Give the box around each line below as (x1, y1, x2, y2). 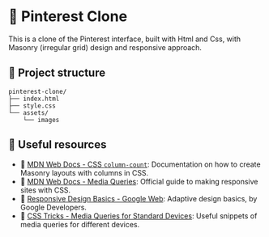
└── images (23, 116, 60, 124)
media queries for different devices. (19, 219, 140, 229)
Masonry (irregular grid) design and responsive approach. (8, 42, 203, 52)
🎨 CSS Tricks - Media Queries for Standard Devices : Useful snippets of (19, 210, 258, 221)
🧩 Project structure (8, 66, 106, 80)
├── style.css (8, 101, 57, 110)
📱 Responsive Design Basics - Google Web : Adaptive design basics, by (19, 193, 258, 203)
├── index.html (8, 95, 60, 103)
